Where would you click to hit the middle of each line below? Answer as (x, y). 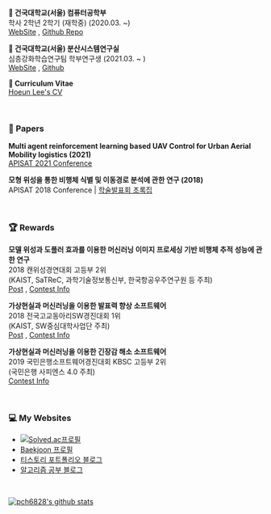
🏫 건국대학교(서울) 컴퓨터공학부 (57, 13)
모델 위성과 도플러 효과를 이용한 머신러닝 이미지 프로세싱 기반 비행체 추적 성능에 (131, 249)
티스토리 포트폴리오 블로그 (61, 459)
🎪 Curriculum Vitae (41, 83)
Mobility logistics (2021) (50, 155)
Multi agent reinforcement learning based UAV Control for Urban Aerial (130, 146)
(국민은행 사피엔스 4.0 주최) (52, 372)
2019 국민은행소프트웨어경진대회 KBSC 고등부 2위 (88, 361)
